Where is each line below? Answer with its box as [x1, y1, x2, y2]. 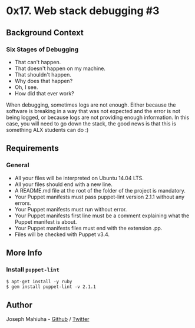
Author [6, 300, 32, 310]
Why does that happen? [14, 77, 73, 84]
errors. [14, 199, 31, 207]
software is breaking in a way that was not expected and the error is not [6, 107, 181, 114]
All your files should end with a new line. [14, 181, 113, 188]
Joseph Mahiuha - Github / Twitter [6, 316, 90, 323]
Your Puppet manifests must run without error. [14, 206, 127, 213]
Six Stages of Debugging [6, 45, 79, 54]
